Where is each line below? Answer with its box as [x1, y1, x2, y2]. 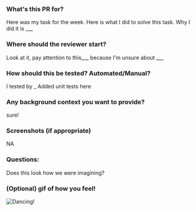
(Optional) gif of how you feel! [6, 184, 96, 192]
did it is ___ [6, 25, 33, 32]
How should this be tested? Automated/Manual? [6, 69, 151, 77]
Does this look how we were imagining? [6, 169, 105, 177]
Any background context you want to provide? [6, 97, 145, 106]
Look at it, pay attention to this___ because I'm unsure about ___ [6, 54, 164, 61]
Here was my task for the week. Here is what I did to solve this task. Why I [6, 19, 191, 26]
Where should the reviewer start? [6, 40, 107, 48]
